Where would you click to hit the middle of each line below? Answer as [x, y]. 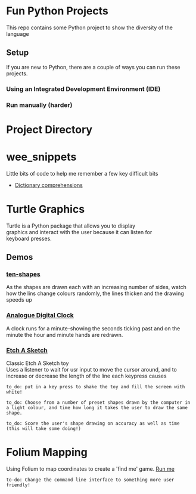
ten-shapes [23, 274]
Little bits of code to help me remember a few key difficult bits [82, 173]
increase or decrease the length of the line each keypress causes [86, 376]
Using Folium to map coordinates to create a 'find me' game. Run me [90, 469]
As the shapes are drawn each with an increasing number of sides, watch [96, 287]
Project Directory [49, 129]
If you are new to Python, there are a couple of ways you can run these [93, 67]
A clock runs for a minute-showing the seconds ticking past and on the [93, 328]
